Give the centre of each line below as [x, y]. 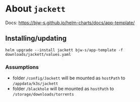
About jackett [35, 9]
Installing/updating [36, 38]
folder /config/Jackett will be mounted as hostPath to [69, 78]
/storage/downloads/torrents [43, 94]
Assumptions [22, 67]
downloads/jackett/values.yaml [38, 54]
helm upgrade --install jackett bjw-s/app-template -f [64, 50]
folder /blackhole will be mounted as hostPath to [63, 89]
